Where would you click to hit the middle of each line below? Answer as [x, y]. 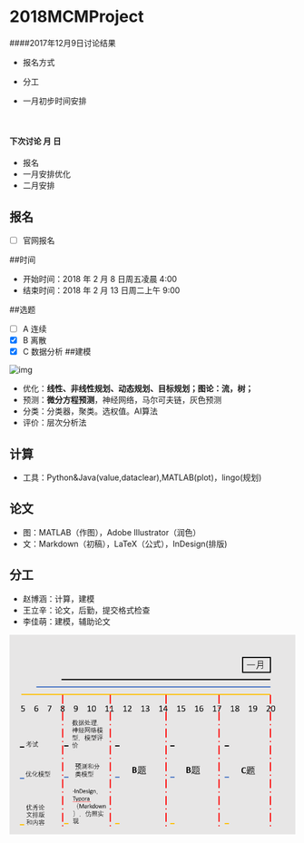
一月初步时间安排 [54, 101]
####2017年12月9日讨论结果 [63, 43]
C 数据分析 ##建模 [57, 352]
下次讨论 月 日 [35, 141]
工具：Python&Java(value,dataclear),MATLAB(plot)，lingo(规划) [142, 477]
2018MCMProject [77, 17]
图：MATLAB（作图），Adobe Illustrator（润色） [112, 532]
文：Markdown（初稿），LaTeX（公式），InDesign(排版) [125, 544]
